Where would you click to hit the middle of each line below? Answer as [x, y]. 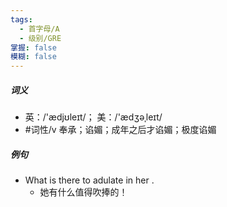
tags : [21, 19]
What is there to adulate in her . [89, 180]
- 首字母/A [39, 29]
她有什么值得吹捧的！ [83, 192]
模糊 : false [33, 57]
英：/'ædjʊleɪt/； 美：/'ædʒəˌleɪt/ [93, 117]
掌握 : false [33, 47]
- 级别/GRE [40, 38]
